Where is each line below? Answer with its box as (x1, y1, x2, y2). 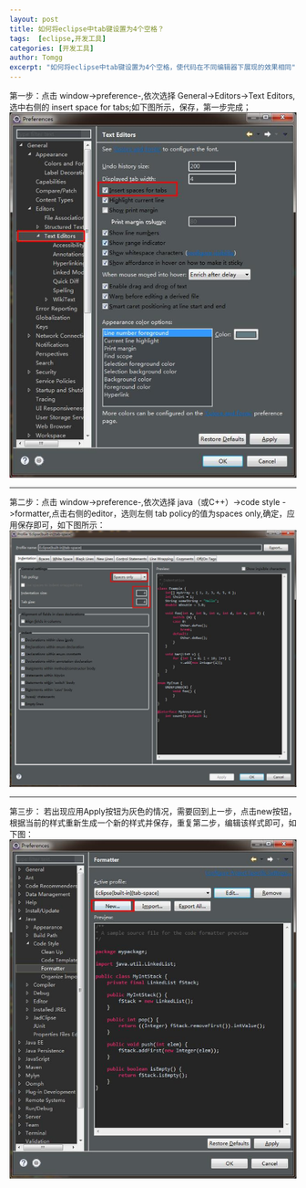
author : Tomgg (9, 53, 64, 63)
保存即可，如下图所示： (16, 519, 106, 530)
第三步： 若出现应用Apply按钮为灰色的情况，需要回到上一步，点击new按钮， (9, 806, 297, 817)
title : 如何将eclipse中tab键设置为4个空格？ (9, 24, 165, 34)
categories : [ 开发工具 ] (9, 44, 94, 53)
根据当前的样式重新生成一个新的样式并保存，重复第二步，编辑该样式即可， (9, 817, 289, 828)
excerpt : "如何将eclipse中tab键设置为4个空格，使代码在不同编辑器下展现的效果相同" (9, 63, 296, 72)
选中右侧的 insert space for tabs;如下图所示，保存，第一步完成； (9, 101, 252, 112)
